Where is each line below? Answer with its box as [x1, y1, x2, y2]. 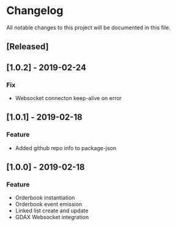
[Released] [6, 41, 49, 52]
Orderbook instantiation [15, 194, 75, 201]
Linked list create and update [15, 207, 89, 214]
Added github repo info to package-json [15, 144, 117, 151]
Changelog [6, 4, 64, 18]
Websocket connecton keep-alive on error [15, 95, 122, 102]
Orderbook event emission [15, 201, 82, 208]
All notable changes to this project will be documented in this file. [6, 24, 171, 31]
